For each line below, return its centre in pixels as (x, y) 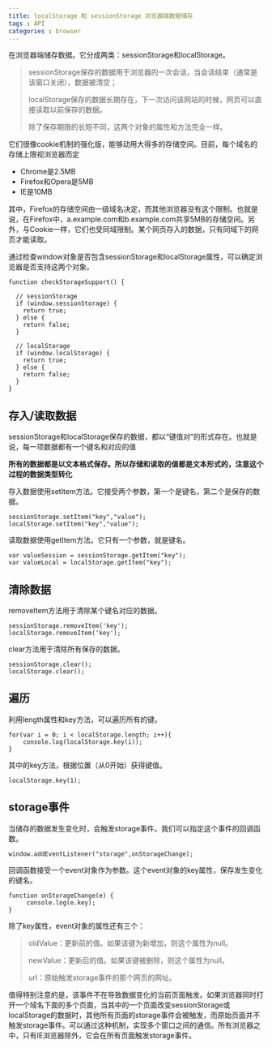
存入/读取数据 (42, 416)
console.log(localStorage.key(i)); (83, 742)
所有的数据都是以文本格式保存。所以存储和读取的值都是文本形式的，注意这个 (136, 464)
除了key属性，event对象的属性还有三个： (77, 926)
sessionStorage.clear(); (50, 664)
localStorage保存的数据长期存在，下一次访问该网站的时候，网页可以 (141, 100)
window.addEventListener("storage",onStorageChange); (101, 854)
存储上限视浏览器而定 (44, 154)
